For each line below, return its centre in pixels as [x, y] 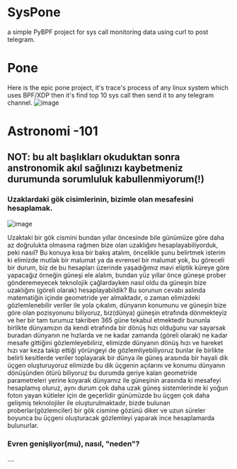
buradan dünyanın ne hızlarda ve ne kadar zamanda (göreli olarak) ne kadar [118, 335]
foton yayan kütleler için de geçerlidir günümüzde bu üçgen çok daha [109, 395]
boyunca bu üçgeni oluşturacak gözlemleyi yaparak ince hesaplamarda [111, 417]
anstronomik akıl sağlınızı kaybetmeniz [96, 168]
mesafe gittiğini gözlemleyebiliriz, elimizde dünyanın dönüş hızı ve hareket [115, 342]
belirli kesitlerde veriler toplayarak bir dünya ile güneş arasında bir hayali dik [118, 357]
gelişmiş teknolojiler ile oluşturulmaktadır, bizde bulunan [89, 403]
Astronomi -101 [53, 131]
